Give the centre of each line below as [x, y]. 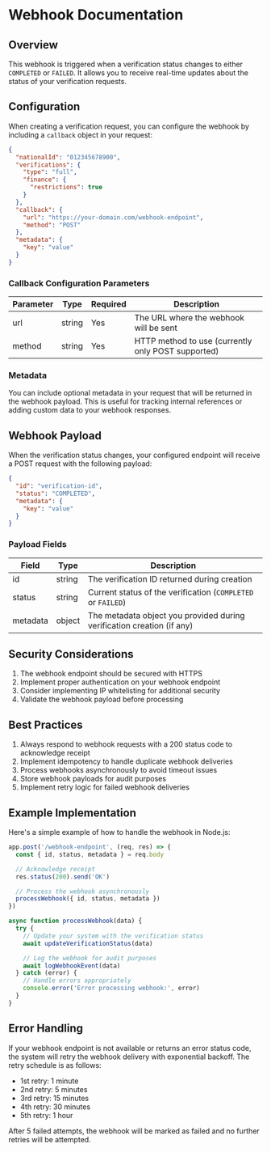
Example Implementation [73, 813]
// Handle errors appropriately [77, 980]
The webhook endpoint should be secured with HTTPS [111, 674]
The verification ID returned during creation [170, 578]
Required [108, 304]
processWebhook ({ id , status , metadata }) [88, 899]
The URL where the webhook [189, 318]
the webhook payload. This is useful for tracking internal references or [125, 401]
